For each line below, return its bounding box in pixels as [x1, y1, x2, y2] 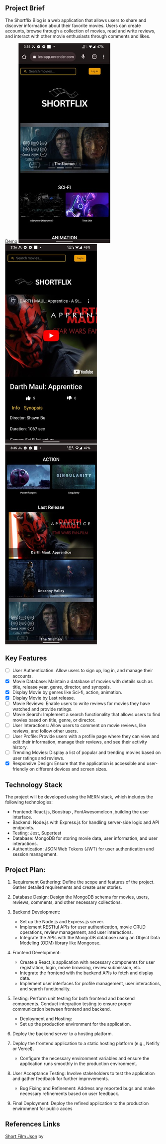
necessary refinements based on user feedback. [19, 1091, 120, 1097]
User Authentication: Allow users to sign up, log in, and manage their [12, 667, 153, 673]
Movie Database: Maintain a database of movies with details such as [12, 678, 153, 684]
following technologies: [5, 799, 53, 805]
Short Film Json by [5, 1133, 44, 1139]
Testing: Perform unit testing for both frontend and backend [12, 995, 135, 1001]
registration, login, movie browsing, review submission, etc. [19, 964, 142, 970]
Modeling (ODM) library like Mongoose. [19, 940, 101, 946]
